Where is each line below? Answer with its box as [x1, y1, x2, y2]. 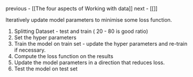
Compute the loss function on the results [14, 53, 113, 59]
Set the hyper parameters [14, 34, 77, 41]
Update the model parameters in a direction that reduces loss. [14, 59, 165, 66]
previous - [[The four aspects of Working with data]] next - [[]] [5, 5, 158, 12]
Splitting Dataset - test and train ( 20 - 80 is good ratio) [14, 28, 149, 35]
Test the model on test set [14, 65, 78, 72]
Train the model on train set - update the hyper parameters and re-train [14, 41, 188, 47]
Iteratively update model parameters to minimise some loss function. [5, 16, 172, 23]
